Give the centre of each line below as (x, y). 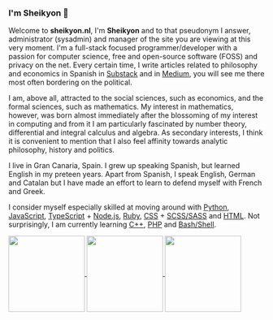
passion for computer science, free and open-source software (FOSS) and (133, 57)
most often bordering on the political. (70, 82)
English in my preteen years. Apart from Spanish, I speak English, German (132, 175)
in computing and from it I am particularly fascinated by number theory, (128, 124)
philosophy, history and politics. (62, 150)
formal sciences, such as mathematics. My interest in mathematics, (121, 107)
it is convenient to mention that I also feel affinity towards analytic (118, 141)
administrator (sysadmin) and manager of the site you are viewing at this (130, 39)
